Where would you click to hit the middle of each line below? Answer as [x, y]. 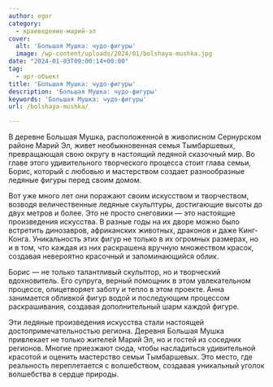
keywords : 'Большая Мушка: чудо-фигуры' [78, 99]
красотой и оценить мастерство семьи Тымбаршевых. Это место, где [131, 357]
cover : [19, 39]
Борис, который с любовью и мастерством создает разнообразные [127, 172]
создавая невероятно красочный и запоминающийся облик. [114, 256]
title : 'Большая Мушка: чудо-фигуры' [72, 84]
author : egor [30, 16]
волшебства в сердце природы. [64, 374]
